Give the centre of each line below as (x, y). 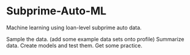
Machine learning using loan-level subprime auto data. (74, 27)
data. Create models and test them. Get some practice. (74, 45)
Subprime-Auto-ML (56, 11)
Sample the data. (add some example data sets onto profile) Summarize (95, 39)
